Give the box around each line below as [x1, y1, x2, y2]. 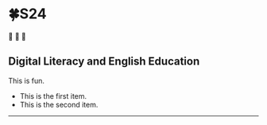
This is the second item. [19, 100, 99, 109]
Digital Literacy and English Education [8, 55, 200, 68]
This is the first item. [19, 91, 87, 100]
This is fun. [8, 76, 45, 85]
